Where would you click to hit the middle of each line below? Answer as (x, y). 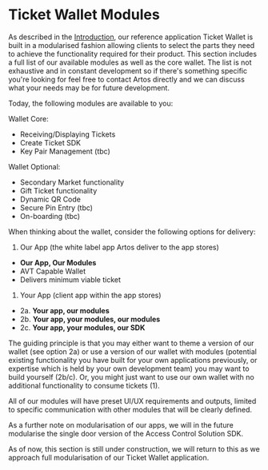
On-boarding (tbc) (50, 216)
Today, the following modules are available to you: (91, 103)
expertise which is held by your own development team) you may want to (129, 368)
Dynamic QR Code (50, 199)
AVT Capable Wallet (53, 271)
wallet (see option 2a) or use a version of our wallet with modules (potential (133, 351)
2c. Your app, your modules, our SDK (82, 327)
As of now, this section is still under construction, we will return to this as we (134, 448)
